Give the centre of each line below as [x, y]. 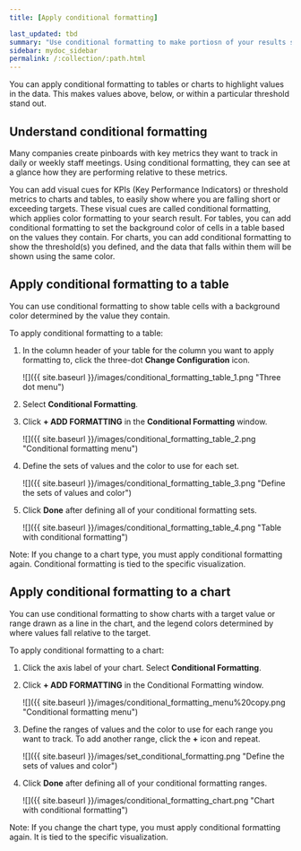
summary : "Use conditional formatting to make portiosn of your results [148, 42]
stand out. [28, 103]
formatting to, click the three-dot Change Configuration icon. [136, 360]
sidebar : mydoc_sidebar [54, 50]
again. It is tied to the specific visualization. [89, 837]
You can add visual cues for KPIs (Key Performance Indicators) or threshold [149, 189]
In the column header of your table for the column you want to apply [148, 350]
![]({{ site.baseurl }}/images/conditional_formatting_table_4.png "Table [152, 527]
